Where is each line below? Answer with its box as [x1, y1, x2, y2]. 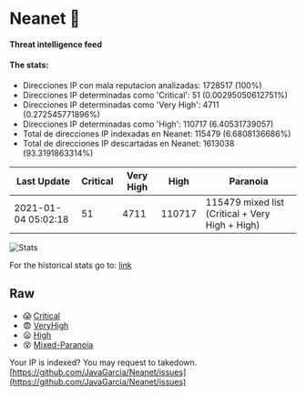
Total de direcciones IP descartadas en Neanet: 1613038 [22, 137, 235, 148]
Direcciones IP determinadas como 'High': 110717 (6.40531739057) [22, 118, 274, 129]
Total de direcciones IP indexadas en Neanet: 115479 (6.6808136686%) [22, 127, 291, 139]
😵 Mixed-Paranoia [22, 339, 94, 350]
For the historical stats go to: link [9, 259, 132, 270]
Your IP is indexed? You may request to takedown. [9, 357, 198, 368]
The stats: [9, 59, 49, 71]
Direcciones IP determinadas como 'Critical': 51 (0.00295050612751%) [22, 89, 289, 100]
